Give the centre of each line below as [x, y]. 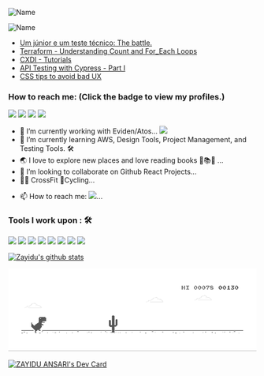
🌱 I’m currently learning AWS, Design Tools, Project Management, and [133, 140]
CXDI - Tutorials [46, 60]
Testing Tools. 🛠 [47, 149]
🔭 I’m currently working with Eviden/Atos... [89, 131]
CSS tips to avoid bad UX [61, 76]
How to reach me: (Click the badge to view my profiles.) [117, 96]
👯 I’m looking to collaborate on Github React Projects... [108, 172]
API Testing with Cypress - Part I [73, 68]
